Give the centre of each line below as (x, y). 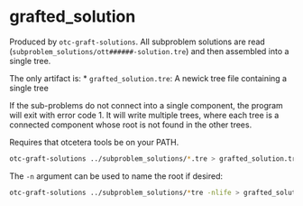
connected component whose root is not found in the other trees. (131, 125)
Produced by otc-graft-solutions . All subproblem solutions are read (138, 42)
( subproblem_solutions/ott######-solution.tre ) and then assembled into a (149, 51)
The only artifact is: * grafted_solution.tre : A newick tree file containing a (148, 78)
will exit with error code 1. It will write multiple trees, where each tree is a (144, 115)
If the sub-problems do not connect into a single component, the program (147, 105)
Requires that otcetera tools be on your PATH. (94, 142)
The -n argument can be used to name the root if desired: (116, 176)
